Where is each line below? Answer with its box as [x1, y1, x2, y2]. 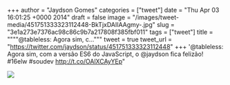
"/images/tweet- [132, 13, 180, 21]
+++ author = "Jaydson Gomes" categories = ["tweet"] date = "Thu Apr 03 [7, 6, 220, 14]
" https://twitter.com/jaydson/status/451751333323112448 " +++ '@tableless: [7, 43, 224, 50]
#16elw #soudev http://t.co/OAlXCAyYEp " [7, 57, 126, 65]
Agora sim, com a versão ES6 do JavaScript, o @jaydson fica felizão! [7, 50, 204, 58]
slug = [156, 21, 175, 28]
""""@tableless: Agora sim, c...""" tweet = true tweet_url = [7, 35, 173, 44]
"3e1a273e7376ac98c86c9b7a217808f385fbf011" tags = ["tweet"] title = [7, 28, 213, 36]
